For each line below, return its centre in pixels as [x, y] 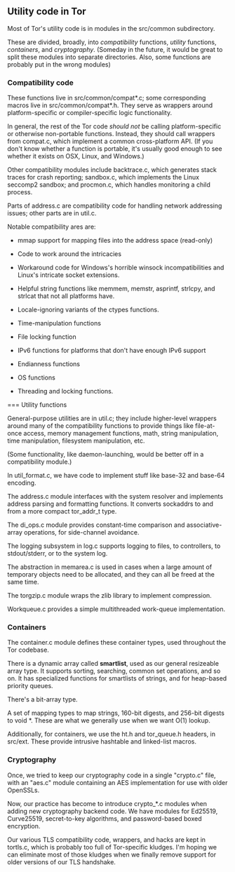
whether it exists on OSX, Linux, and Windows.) [76, 156]
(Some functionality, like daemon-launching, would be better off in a [106, 455]
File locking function [47, 337]
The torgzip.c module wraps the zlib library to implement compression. [109, 596]
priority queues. [31, 686]
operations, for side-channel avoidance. [82, 532]
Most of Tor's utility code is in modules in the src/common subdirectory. [111, 28]
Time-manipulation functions [59, 323]
